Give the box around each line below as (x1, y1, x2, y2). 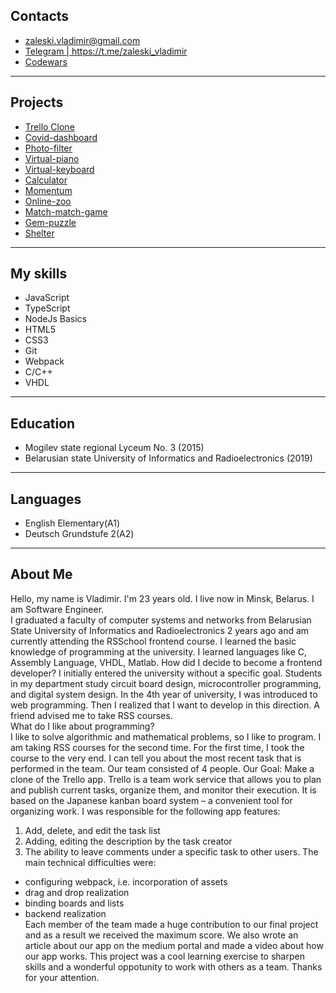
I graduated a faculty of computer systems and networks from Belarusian (10, 614, 312, 626)
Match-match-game (24, 205, 108, 218)
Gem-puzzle (24, 216, 77, 228)
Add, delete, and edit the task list (24, 824, 161, 836)
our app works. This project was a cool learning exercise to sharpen (24, 950, 305, 962)
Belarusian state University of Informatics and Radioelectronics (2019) (24, 452, 313, 464)
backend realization (24, 907, 107, 919)
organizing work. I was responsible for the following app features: (10, 805, 281, 817)
